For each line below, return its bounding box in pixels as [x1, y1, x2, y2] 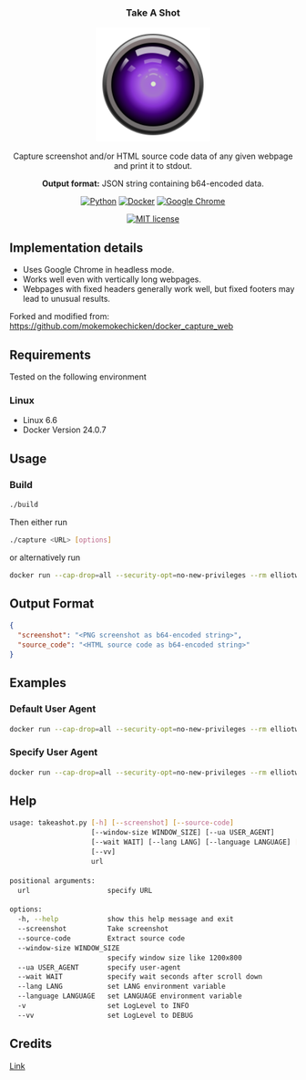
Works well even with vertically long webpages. [22, 274, 202, 285]
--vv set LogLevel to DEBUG [17, 1011, 194, 1020]
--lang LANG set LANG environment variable [17, 982, 226, 992]
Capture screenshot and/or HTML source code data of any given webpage [13, 151, 293, 161]
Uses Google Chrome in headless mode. [22, 265, 175, 275]
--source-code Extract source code [17, 933, 185, 943]
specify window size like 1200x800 [107, 953, 243, 962]
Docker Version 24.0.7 [22, 424, 107, 435]
